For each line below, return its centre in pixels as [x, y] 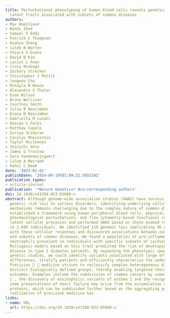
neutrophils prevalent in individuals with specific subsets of [79, 241]
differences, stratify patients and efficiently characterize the [81, 260]
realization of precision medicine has [52, 293]
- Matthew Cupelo [24, 128]
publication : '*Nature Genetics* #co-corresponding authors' [71, 189]
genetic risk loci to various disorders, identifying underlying [80, 204]
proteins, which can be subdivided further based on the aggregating [84, 289]
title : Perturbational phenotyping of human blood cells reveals [75, 10]
